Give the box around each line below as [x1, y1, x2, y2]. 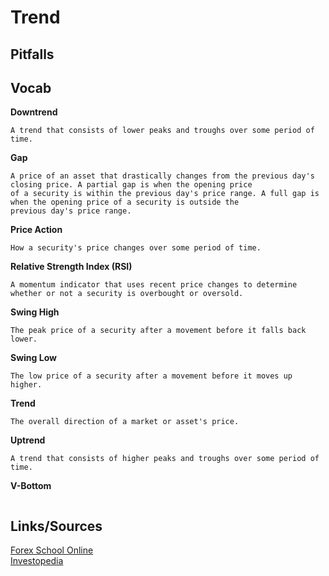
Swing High [10, 306, 60, 318]
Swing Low [10, 352, 57, 364]
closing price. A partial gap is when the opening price [10, 180, 253, 190]
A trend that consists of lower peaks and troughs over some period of [10, 126, 315, 136]
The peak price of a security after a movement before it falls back [10, 326, 307, 336]
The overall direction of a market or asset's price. [10, 417, 240, 427]
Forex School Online [10, 544, 94, 556]
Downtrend [10, 106, 58, 118]
